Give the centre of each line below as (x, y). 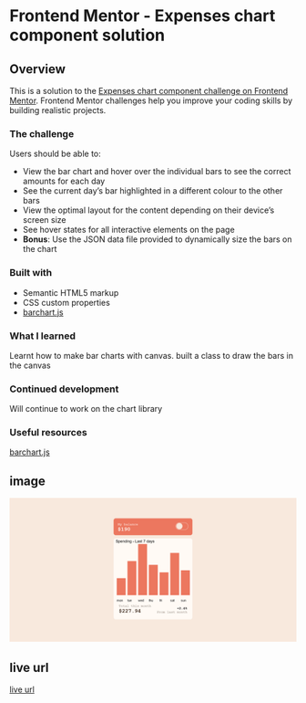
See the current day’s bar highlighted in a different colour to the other (153, 191)
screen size (44, 220)
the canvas (31, 365)
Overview (38, 69)
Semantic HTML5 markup (71, 292)
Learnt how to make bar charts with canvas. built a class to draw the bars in (152, 355)
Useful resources (49, 433)
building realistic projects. (58, 110)
